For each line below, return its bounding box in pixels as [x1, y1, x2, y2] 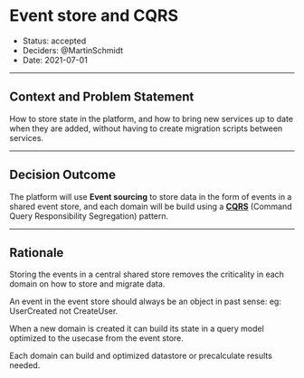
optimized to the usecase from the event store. [9, 333, 184, 344]
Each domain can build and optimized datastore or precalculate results [9, 350, 273, 362]
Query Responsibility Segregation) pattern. [9, 210, 169, 222]
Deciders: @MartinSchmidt [22, 44, 124, 55]
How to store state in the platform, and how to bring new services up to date [9, 113, 294, 124]
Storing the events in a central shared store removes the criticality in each [9, 269, 285, 280]
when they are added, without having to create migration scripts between [9, 123, 283, 134]
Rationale [9, 245, 64, 260]
